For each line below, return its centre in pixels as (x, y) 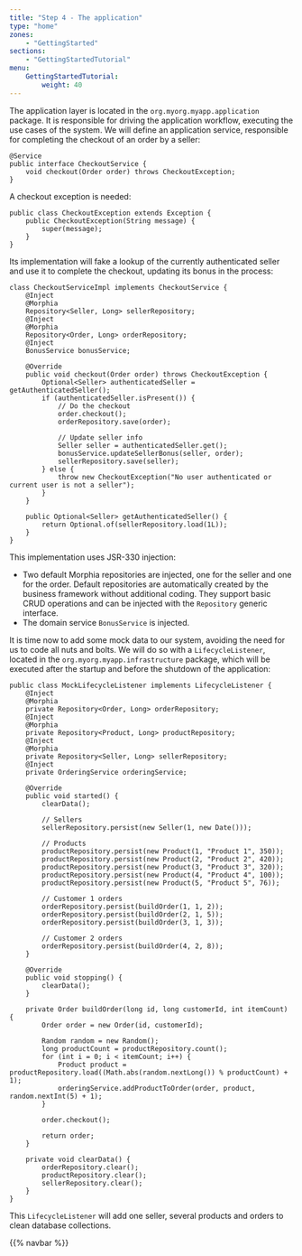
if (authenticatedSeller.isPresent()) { (119, 398)
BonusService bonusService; (78, 350)
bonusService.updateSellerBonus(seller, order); (151, 453)
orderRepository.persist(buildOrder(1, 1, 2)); (133, 907)
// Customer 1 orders (82, 898)
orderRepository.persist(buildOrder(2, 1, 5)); (133, 914)
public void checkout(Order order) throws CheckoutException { (147, 374)
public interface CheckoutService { (78, 163)
